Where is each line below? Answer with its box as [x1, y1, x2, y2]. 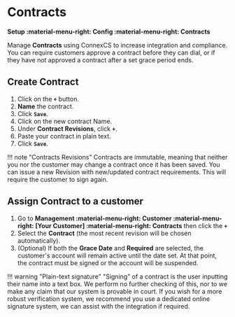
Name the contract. [17, 102, 74, 111]
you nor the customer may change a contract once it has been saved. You [7, 160, 220, 169]
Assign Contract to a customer [7, 195, 143, 207]
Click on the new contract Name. [17, 117, 113, 125]
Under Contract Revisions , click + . [17, 124, 117, 133]
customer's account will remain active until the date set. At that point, [17, 251, 218, 260]
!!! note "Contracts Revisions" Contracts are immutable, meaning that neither [7, 153, 228, 161]
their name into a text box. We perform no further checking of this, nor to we [7, 279, 227, 288]
